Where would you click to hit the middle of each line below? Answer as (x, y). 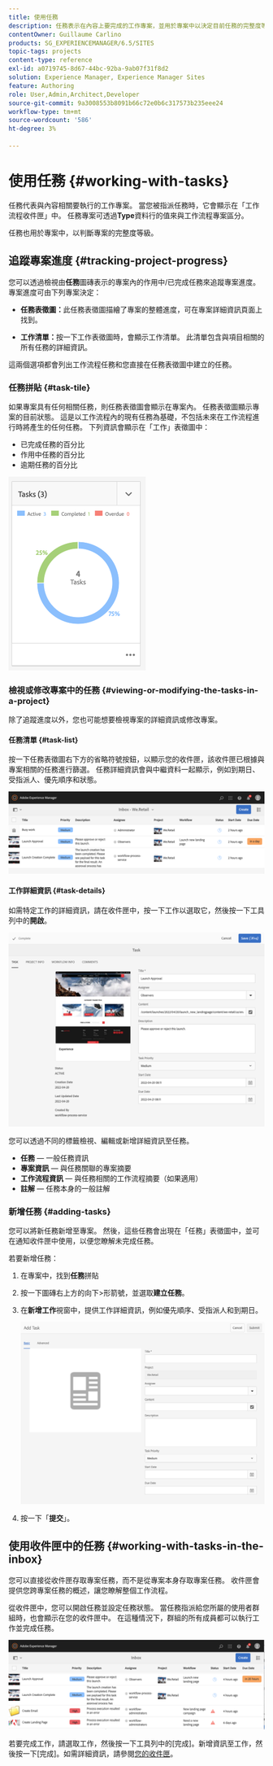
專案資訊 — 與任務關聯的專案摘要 (76, 1168)
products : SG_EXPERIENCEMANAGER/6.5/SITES (81, 43)
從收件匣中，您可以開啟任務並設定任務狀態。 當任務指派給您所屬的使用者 (130, 1607)
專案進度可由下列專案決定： (55, 292)
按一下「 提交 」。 (47, 1519)
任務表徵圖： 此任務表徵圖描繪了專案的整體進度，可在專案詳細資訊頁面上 (141, 309)
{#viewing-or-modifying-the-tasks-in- (180, 690)
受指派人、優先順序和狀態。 (55, 780)
